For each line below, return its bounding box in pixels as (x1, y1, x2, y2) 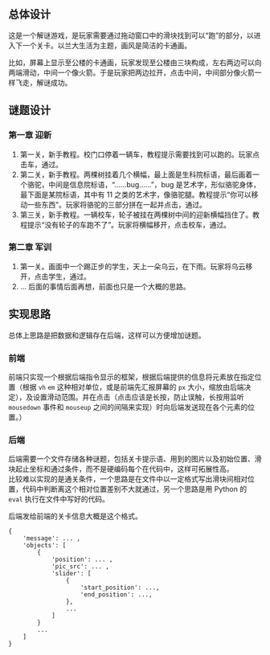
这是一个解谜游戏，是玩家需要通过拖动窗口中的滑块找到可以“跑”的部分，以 (8, 31, 255, 40)
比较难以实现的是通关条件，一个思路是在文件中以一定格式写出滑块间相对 (8, 474, 247, 484)
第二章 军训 (8, 242, 52, 253)
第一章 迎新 (8, 129, 52, 141)
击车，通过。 (19, 159, 63, 169)
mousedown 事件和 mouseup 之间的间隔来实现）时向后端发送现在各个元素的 (8, 402, 248, 411)
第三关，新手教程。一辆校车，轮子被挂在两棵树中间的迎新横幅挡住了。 (19, 210, 253, 219)
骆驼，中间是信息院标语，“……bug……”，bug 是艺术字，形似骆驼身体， (27, 179, 261, 189)
